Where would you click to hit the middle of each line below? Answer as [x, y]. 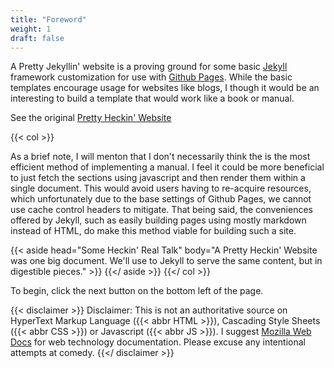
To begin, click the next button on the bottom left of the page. [137, 291]
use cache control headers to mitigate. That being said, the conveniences [161, 210]
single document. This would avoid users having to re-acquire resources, [161, 188]
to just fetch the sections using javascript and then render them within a [158, 178]
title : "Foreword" [48, 19]
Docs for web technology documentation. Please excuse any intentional [158, 342]
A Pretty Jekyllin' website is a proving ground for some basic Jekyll [149, 67]
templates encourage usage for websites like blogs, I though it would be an [165, 88]
